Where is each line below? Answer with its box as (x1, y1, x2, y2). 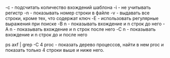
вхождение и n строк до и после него (5, 32, 88, 37)
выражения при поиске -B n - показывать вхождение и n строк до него (5, 21, 162, 27)
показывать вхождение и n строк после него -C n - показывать (17, 26, 156, 32)
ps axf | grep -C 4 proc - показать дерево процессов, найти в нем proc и (5, 42, 164, 48)
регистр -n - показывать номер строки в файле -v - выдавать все (5, 10, 150, 16)
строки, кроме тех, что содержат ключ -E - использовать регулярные (5, 15, 159, 21)
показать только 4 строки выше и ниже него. (5, 47, 104, 53)
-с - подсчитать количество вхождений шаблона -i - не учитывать (5, 5, 151, 10)
